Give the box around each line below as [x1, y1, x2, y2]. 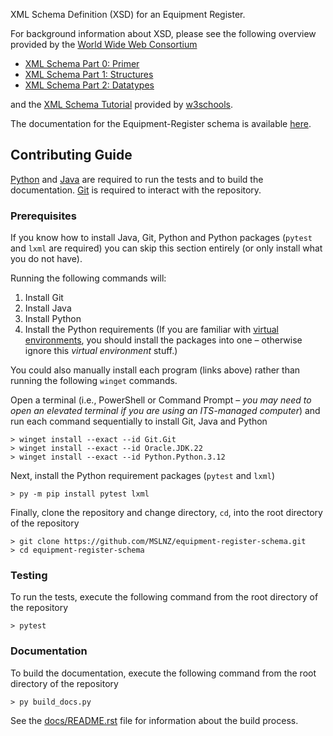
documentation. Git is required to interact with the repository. [10, 184, 262, 196]
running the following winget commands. [10, 375, 178, 387]
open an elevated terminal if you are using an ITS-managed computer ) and [10, 405, 321, 417]
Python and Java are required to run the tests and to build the [10, 173, 264, 185]
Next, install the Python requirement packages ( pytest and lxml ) [10, 470, 276, 482]
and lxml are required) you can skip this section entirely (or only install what [10, 242, 323, 254]
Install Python [24, 313, 82, 325]
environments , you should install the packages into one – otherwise [24, 334, 303, 346]
